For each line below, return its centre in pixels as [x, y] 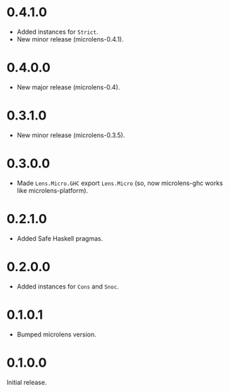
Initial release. [27, 382]
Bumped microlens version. [56, 334]
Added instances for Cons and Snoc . [68, 286]
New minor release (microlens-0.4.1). [70, 39]
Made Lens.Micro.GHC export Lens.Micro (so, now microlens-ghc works [120, 183]
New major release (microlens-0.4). [68, 87]
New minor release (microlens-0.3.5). [71, 135]
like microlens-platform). [52, 190]
